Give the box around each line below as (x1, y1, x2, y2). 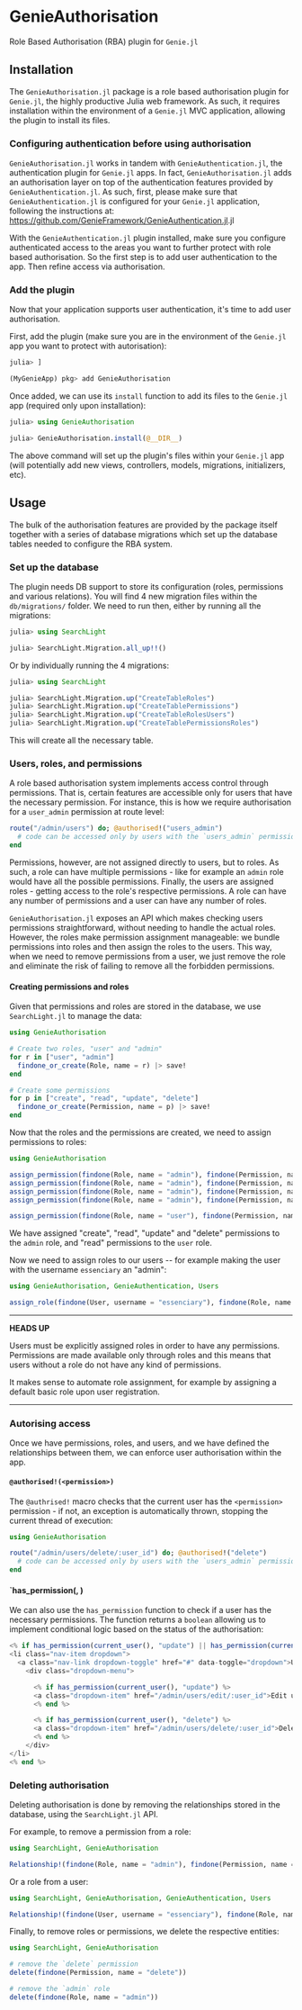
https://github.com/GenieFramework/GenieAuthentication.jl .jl (9, 215, 235, 226)
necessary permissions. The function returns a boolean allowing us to (9, 1614, 267, 1626)
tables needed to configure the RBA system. (9, 538, 173, 549)
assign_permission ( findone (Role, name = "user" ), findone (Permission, (9, 1212, 280, 1221)
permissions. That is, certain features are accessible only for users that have (9, 788, 293, 798)
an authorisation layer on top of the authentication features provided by (9, 177, 274, 188)
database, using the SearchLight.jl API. (9, 1808, 159, 1819)
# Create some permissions (9, 1086, 111, 1095)
